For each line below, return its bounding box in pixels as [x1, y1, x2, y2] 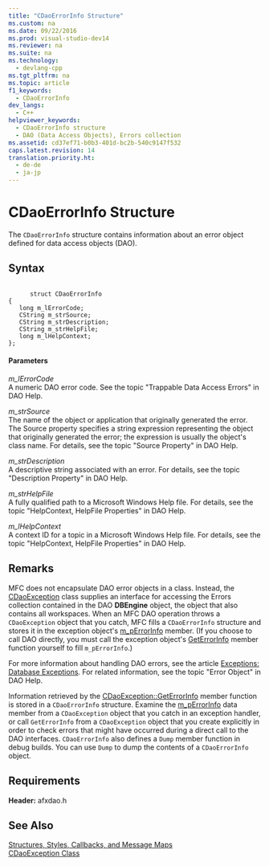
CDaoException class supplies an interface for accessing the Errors [8, 591, 231, 601]
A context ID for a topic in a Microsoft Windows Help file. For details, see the [8, 529, 261, 539]
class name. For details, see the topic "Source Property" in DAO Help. [8, 440, 238, 450]
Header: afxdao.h [8, 795, 67, 805]
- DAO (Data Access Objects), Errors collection [15, 131, 181, 139]
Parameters [8, 356, 48, 366]
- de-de [15, 161, 42, 170]
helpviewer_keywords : [8, 116, 81, 125]
